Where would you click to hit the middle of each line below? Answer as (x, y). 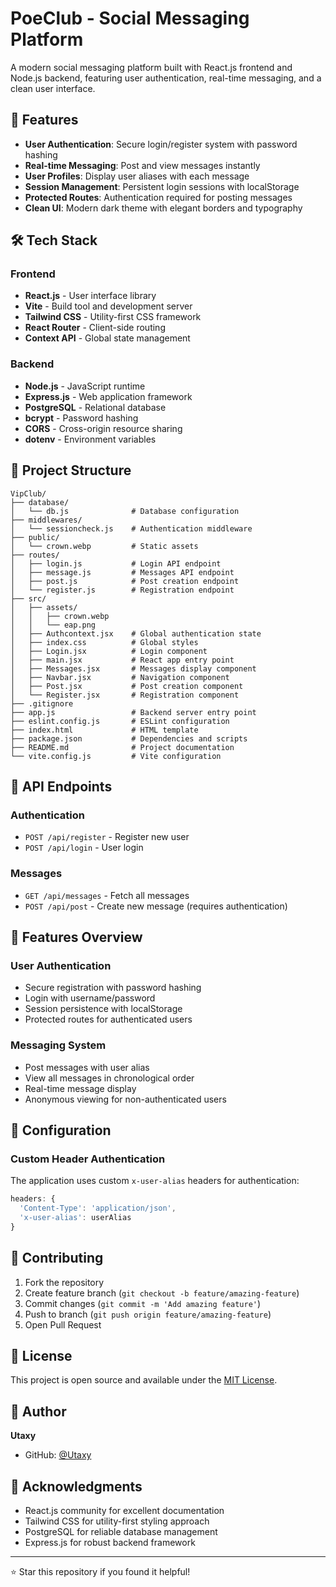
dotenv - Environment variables (90, 439)
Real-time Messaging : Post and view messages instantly (142, 165)
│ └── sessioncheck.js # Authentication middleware (131, 528)
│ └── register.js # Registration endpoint (122, 590)
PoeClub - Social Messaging (130, 18)
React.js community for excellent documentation (124, 1510)
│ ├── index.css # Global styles (104, 642)
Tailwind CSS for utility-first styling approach (117, 1521)
